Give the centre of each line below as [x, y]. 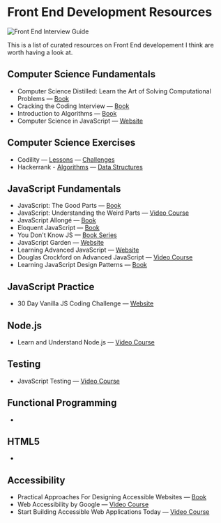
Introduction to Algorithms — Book [67, 113]
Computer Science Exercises [71, 143]
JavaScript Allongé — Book [56, 220]
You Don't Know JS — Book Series [67, 235]
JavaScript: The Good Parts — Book [69, 206]
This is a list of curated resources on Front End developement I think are [110, 45]
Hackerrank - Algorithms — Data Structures [80, 167]
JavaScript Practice [51, 287]
